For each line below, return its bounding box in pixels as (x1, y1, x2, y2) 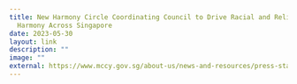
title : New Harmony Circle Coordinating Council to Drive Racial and (9, 12, 271, 22)
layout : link (9, 37, 57, 46)
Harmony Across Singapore (17, 21, 113, 30)
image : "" (9, 53, 46, 62)
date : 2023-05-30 (9, 29, 73, 38)
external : (9, 62, 46, 71)
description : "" (9, 45, 69, 54)
